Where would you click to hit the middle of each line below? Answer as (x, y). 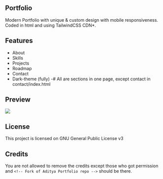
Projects (21, 63)
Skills (18, 58)
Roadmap (22, 68)
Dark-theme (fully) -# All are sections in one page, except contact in (81, 79)
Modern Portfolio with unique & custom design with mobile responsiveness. (82, 20)
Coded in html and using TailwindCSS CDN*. (50, 25)
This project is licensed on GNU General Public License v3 (64, 139)
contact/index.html (31, 84)
